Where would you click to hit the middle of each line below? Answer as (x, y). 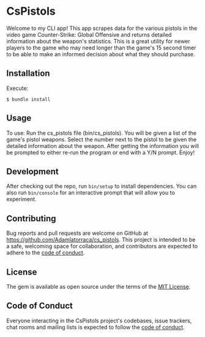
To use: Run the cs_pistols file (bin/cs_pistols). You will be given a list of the (102, 133)
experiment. (21, 199)
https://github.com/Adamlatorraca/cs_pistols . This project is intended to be (101, 240)
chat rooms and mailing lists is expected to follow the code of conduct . (95, 327)
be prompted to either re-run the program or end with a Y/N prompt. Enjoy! (100, 152)
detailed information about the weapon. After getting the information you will (102, 146)
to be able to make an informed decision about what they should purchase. (101, 54)
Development (33, 172)
